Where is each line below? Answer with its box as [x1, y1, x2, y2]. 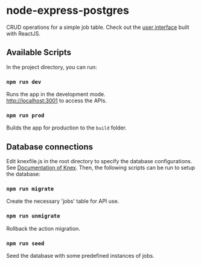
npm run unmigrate [6, 213, 60, 220]
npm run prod [6, 112, 45, 119]
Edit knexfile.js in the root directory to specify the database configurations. [6, 158, 193, 165]
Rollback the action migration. [6, 225, 80, 232]
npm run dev [6, 78, 42, 85]
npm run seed [6, 240, 45, 247]
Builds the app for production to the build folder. [6, 124, 127, 131]
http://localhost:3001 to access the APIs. [6, 97, 107, 104]
